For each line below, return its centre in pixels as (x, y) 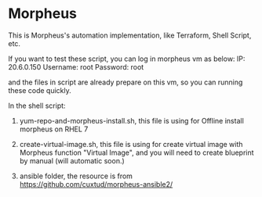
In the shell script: (37, 106)
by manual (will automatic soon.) (72, 160)
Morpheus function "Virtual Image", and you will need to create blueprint (136, 152)
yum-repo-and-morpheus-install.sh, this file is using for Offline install (132, 120)
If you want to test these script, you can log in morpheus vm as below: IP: (127, 59)
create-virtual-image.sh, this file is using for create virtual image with (131, 144)
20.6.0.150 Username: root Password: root (76, 66)
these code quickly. (40, 90)
